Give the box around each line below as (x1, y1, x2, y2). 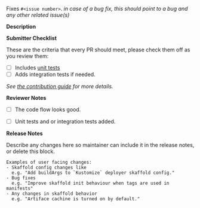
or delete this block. (6, 148, 56, 155)
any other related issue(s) (6, 11, 70, 19)
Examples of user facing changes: (6, 160, 93, 166)
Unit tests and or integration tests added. (14, 118, 116, 125)
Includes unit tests (14, 64, 60, 71)
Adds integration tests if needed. (14, 71, 96, 78)
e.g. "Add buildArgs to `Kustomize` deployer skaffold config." (11, 170, 175, 176)
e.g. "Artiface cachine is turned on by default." (11, 196, 140, 202)
